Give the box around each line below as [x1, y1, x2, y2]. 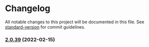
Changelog [5, 3, 50, 14]
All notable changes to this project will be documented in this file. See [5, 19, 145, 25]
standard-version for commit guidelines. [5, 24, 85, 30]
